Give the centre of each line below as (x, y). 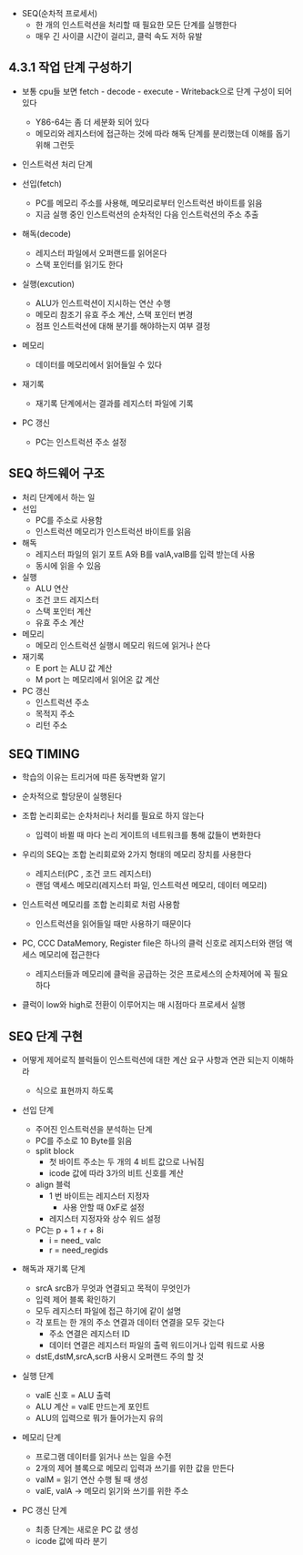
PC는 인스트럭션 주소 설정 (81, 442)
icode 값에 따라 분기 (71, 1541)
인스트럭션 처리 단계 (57, 164)
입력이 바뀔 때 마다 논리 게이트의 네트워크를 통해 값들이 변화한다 (148, 835)
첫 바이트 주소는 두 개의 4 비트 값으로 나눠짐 (126, 1162)
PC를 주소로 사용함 (69, 520)
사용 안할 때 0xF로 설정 (103, 1207)
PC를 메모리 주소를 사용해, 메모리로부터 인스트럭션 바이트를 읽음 (149, 202)
